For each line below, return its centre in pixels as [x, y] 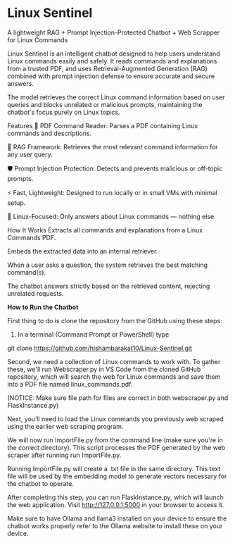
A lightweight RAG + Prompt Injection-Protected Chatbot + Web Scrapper [114, 32]
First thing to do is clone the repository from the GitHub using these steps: [115, 320]
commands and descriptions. [50, 133]
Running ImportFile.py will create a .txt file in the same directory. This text [114, 468]
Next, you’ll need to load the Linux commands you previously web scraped [115, 419]
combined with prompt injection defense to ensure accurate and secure [111, 76]
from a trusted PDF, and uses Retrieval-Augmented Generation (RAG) [107, 68]
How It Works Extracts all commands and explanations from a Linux [105, 230]
